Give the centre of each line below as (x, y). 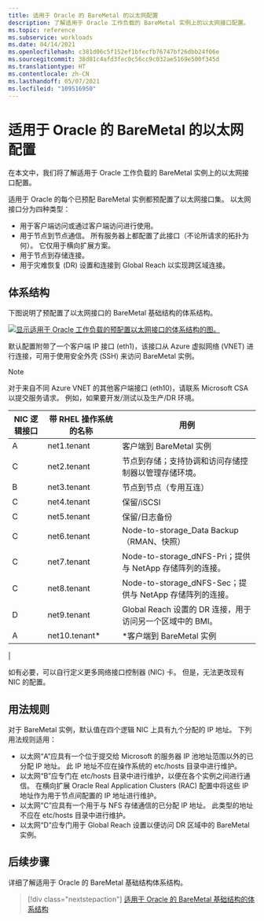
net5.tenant (69, 517)
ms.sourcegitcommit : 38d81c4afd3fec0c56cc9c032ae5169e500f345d (114, 60)
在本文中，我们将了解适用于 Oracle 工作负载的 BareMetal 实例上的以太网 (125, 173)
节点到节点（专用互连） (166, 488)
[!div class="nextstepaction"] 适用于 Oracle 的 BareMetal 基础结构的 (137, 899)
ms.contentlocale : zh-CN (49, 74)
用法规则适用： (32, 739)
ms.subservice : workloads (50, 37)
